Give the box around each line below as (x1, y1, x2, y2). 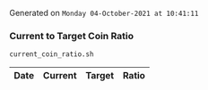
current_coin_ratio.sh (9, 50, 94, 59)
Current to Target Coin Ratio (9, 29, 134, 42)
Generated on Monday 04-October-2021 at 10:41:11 (9, 8, 199, 18)
